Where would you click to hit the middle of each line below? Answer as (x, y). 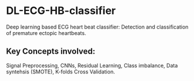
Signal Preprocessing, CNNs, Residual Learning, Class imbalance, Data (92, 65)
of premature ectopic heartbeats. (46, 33)
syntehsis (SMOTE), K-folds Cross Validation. (61, 72)
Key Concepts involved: (51, 52)
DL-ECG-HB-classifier (61, 11)
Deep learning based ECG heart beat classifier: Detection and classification (97, 27)
